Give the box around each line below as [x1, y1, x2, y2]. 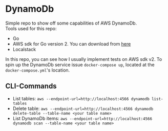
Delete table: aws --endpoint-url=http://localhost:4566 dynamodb [12, 105, 154, 112]
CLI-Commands [5, 82, 57, 91]
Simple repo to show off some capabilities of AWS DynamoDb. [5, 20, 137, 26]
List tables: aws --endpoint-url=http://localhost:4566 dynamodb [12, 95, 150, 101]
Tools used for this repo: [5, 25, 57, 31]
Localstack [12, 46, 36, 52]
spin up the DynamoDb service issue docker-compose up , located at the [5, 61, 155, 68]
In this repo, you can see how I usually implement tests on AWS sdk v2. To [5, 56, 162, 62]
